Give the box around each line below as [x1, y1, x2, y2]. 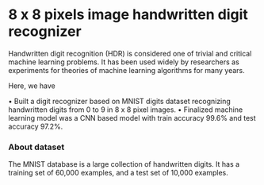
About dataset [8, 141, 65, 152]
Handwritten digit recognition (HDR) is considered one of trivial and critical [8, 48, 252, 58]
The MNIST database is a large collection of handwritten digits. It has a [8, 160, 240, 169]
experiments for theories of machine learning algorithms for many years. [8, 65, 246, 75]
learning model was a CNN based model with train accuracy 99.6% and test [8, 113, 256, 122]
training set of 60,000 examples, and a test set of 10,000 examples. [8, 168, 228, 178]
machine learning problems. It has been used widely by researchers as [8, 57, 239, 67]
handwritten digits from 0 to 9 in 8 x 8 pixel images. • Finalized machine [8, 105, 243, 114]
